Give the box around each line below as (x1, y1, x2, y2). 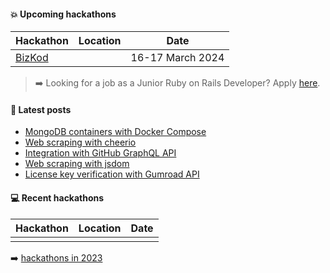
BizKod (15, 51, 49, 65)
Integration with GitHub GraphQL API (24, 147, 177, 159)
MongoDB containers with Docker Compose (24, 126, 207, 138)
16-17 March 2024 (130, 51, 225, 65)
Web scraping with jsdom (24, 158, 130, 170)
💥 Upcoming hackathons (10, 8, 117, 20)
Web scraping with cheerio (24, 136, 137, 149)
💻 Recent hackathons (10, 192, 105, 204)
